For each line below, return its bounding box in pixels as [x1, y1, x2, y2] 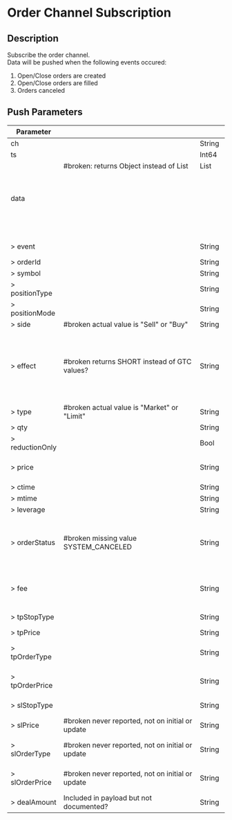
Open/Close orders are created [17, 71, 106, 80]
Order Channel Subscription [7, 5, 171, 21]
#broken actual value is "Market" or [63, 402, 179, 412]
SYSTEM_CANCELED [63, 542, 133, 551]
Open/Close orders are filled [17, 79, 98, 87]
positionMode [10, 308, 56, 318]
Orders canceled [17, 87, 66, 94]
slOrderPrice [10, 777, 52, 787]
